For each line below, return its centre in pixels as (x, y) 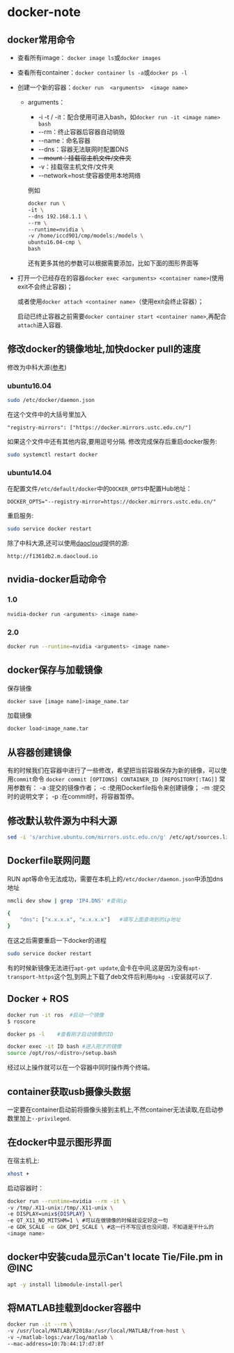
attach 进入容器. (40, 325)
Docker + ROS (38, 999)
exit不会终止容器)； (45, 286)
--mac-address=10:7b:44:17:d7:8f (56, 1344)
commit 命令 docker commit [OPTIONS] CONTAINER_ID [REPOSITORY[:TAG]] (116, 779)
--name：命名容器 (64, 141)
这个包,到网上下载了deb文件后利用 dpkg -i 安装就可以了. (133, 977)
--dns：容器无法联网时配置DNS (83, 149)
